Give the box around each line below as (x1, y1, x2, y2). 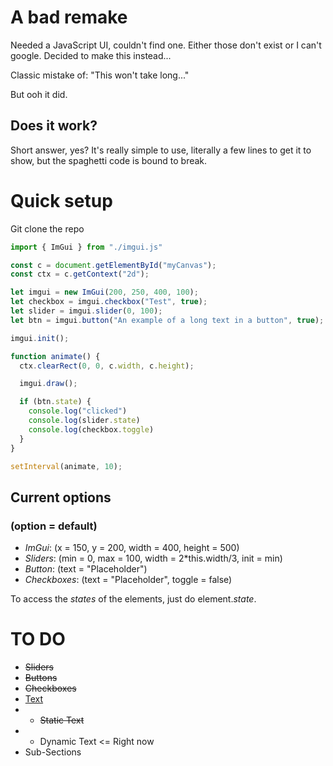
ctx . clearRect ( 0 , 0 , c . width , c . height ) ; (19, 361, 195, 371)
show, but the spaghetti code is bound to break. (10, 154, 208, 166)
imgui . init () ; (10, 333, 70, 343)
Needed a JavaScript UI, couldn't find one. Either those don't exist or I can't (10, 39, 322, 51)
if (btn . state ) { (19, 397, 92, 407)
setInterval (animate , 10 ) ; (10, 461, 123, 471)
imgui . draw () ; (19, 379, 78, 389)
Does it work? (10, 117, 98, 135)
